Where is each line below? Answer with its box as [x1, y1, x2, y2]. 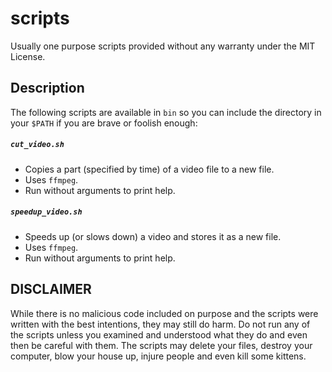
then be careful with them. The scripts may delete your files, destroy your [10, 339, 313, 351]
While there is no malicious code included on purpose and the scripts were [10, 307, 319, 319]
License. [10, 50, 46, 62]
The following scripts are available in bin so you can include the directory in [10, 106, 322, 118]
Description [10, 80, 85, 97]
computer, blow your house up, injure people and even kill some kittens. [10, 350, 307, 362]
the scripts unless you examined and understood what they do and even [10, 328, 308, 341]
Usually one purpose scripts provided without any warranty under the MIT [10, 40, 316, 52]
